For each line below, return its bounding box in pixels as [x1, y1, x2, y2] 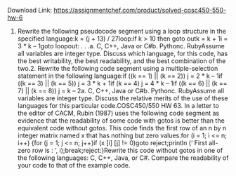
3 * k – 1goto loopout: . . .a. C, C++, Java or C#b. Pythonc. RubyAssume [17, 42, 225, 50]
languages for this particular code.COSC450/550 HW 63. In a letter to [17, 102, 219, 109]
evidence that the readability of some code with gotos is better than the [17, 116, 225, 125]
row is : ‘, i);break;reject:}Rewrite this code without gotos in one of [32, 147, 223, 154]
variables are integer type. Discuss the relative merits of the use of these [17, 94, 228, 102]
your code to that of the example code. [17, 161, 131, 169]
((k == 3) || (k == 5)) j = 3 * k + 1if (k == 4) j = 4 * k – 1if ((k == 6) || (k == [17, 79, 228, 87]
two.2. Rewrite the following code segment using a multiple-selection [17, 65, 218, 72]
